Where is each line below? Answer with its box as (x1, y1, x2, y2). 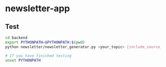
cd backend (5, 35, 28, 40)
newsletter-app (5, 3, 70, 14)
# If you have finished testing (5, 53, 72, 58)
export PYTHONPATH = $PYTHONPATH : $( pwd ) (5, 40, 85, 45)
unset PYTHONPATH (5, 58, 41, 63)
